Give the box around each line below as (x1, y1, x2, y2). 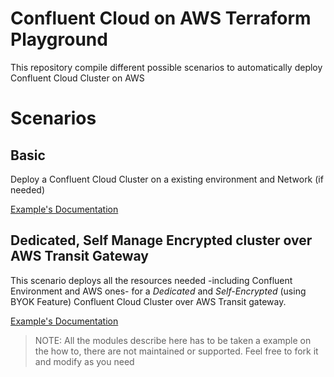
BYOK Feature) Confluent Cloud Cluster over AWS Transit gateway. (10, 295, 287, 307)
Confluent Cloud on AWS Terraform (10, 7, 312, 30)
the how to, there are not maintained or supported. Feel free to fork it (34, 345, 319, 357)
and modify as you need (34, 355, 135, 367)
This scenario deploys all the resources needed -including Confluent (10, 274, 293, 286)
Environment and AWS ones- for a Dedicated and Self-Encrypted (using (10, 285, 307, 297)
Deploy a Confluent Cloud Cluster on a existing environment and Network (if (10, 173, 324, 185)
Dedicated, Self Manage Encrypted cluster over (10, 232, 313, 249)
